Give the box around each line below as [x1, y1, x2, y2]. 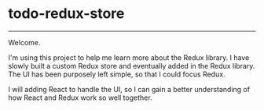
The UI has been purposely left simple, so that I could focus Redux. [8, 69, 225, 79]
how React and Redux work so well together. [8, 93, 152, 102]
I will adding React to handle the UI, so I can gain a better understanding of [8, 84, 250, 94]
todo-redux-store [8, 5, 125, 23]
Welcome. [8, 37, 41, 47]
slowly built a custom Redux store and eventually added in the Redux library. [8, 61, 255, 70]
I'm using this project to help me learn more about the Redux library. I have [8, 52, 250, 62]
